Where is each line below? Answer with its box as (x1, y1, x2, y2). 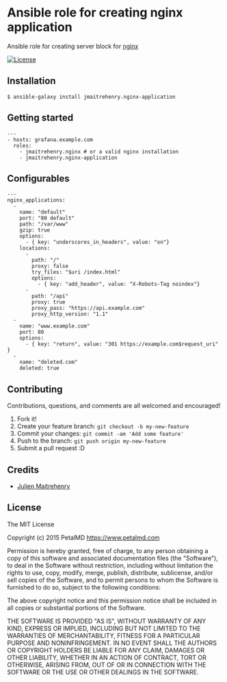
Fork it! (16, 415, 38, 423)
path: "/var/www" (19, 221, 69, 228)
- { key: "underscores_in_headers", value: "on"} (25, 239, 170, 246)
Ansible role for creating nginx (7, 5, 183, 21)
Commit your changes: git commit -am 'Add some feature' (16, 430, 185, 438)
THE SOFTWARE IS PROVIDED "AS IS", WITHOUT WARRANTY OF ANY (7, 617, 206, 625)
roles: (13, 142, 32, 149)
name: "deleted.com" (19, 358, 78, 366)
